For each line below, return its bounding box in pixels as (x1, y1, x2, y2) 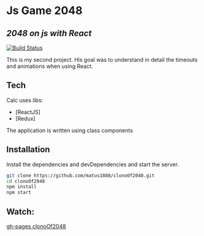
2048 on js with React (6, 28, 92, 39)
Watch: (6, 206, 35, 217)
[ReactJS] (15, 108, 41, 116)
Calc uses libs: (6, 96, 43, 104)
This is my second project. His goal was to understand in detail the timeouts (6, 56, 198, 63)
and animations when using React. (6, 62, 93, 70)
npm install (6, 184, 37, 190)
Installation (6, 144, 50, 155)
